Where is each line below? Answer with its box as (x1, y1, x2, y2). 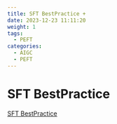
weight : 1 (7, 23, 36, 30)
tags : (7, 29, 23, 37)
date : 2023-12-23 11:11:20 (7, 17, 86, 24)
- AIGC (13, 50, 33, 57)
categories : (7, 43, 42, 50)
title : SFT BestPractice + (7, 10, 86, 18)
